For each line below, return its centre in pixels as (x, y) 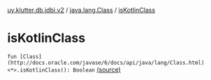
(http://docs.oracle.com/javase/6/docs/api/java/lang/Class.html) (106, 63)
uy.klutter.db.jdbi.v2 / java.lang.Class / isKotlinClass (81, 10)
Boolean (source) (97, 70)
